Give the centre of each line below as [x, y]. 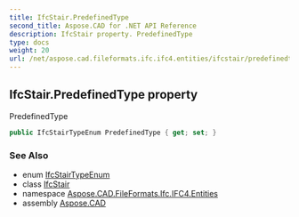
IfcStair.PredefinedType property [104, 95]
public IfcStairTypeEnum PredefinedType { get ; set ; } [113, 133]
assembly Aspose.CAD [64, 203]
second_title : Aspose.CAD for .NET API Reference [103, 26]
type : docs [29, 42]
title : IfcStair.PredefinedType [69, 17]
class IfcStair [46, 184]
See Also [29, 155]
